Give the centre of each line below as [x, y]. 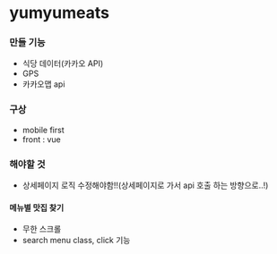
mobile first [43, 130]
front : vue [41, 139]
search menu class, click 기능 [76, 241]
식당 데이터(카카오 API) [63, 63]
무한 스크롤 [42, 229]
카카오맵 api [43, 84]
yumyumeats [60, 13]
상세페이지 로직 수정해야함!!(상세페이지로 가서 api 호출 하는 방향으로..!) [145, 185]
